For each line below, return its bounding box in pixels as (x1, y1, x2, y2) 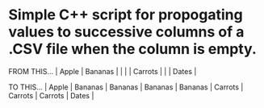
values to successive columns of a (8, 23, 245, 41)
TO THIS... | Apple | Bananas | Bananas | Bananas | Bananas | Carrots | (8, 82, 244, 92)
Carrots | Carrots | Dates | (8, 90, 94, 100)
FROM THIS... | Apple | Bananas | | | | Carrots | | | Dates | (8, 66, 197, 76)
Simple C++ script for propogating (8, 6, 244, 24)
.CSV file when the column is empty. (8, 40, 257, 58)
